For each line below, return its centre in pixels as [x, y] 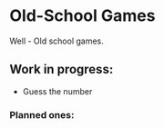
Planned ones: [42, 114]
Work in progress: [61, 69]
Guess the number [57, 91]
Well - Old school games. [57, 41]
